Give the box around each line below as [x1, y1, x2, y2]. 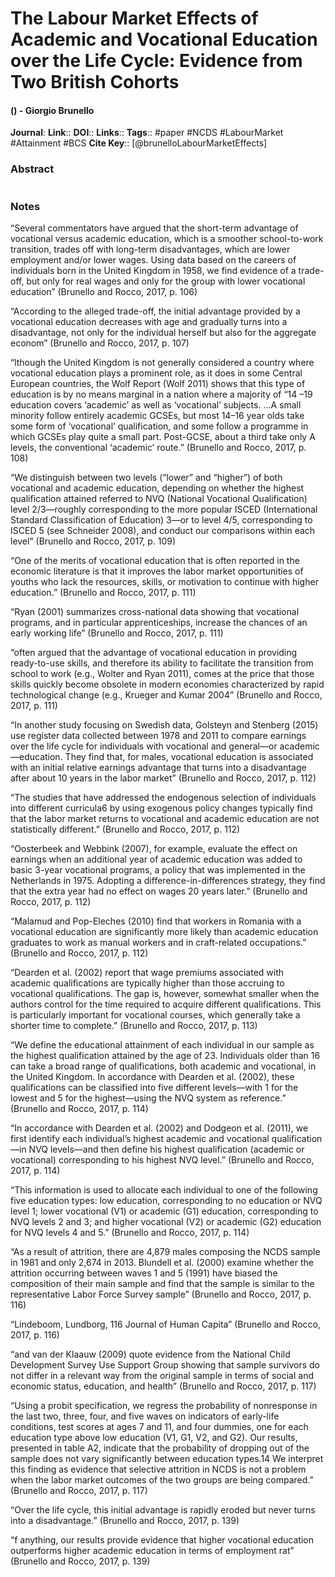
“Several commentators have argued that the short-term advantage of [10, 222, 299, 234]
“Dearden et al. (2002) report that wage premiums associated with [10, 966, 285, 978]
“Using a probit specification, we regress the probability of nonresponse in [10, 1399, 318, 1411]
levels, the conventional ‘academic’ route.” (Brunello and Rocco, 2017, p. [10, 441, 307, 453]
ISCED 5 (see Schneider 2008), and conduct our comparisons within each [10, 524, 316, 536]
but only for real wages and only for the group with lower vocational [26, 275, 306, 287]
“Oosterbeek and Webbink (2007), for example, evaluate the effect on [10, 842, 298, 854]
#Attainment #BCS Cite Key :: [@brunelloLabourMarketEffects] [10, 137, 268, 149]
